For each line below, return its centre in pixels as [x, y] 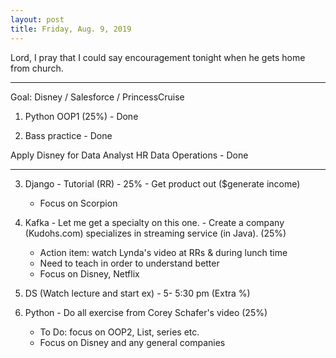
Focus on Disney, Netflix [89, 273]
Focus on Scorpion [78, 203]
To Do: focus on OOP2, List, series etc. [119, 332]
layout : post [37, 19]
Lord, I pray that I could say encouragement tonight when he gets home [158, 57]
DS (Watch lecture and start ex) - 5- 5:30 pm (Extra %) [137, 293]
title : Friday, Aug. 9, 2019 [71, 29]
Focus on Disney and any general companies [132, 342]
